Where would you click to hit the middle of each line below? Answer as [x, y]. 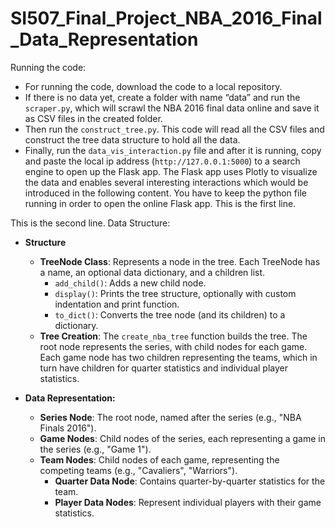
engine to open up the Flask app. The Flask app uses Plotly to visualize [171, 171]
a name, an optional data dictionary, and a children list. [152, 272]
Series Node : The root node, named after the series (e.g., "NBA [170, 417]
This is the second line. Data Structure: [90, 223]
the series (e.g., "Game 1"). [95, 449]
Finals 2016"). [68, 428]
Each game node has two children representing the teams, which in [178, 357]
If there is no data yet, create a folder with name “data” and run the [162, 97]
